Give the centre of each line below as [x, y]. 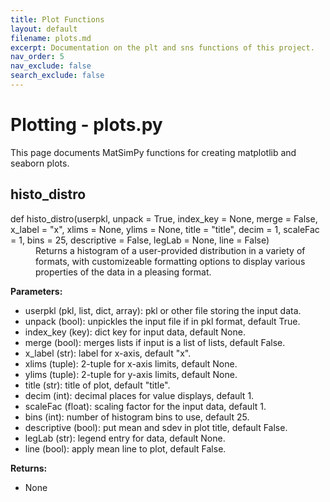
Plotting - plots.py [86, 125]
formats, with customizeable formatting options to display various [170, 261]
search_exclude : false [57, 76]
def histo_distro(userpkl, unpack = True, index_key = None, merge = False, [164, 218]
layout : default [44, 29]
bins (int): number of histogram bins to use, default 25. [137, 417]
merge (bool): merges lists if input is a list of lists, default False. [155, 342]
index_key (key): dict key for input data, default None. [135, 332]
